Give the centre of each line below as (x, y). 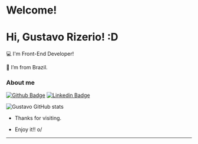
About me (21, 83)
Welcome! (32, 10)
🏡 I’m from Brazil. (27, 68)
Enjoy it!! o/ (28, 129)
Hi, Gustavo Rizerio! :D (62, 37)
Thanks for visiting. (38, 118)
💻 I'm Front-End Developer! (40, 54)
